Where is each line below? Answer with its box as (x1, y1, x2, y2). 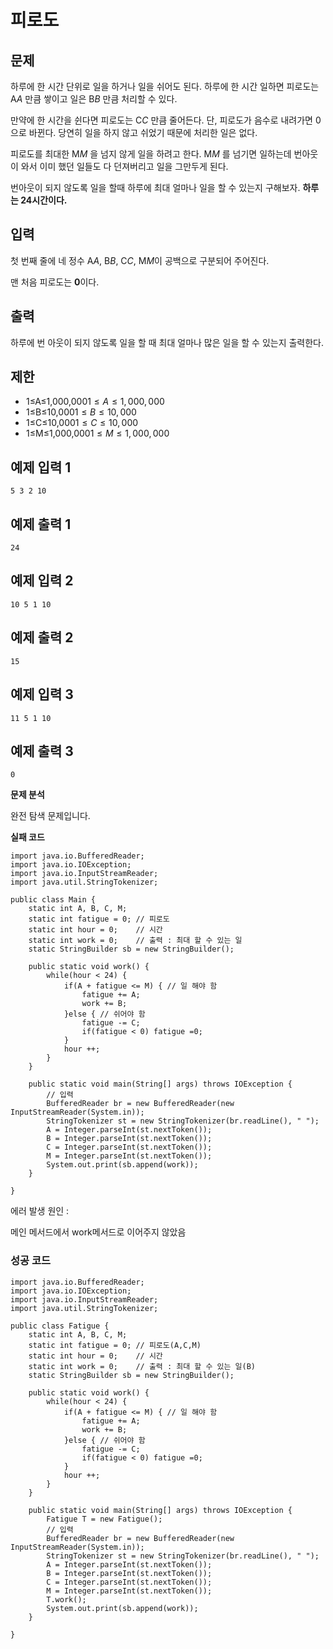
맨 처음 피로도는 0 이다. (10, 276, 100, 288)
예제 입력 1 (10, 459, 72, 476)
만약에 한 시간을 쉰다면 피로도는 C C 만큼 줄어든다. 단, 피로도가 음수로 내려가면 (10, 114, 313, 126)
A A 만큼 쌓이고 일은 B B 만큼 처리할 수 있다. (10, 93, 178, 105)
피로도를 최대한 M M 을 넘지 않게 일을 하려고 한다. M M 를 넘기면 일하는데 (10, 148, 292, 160)
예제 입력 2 (10, 572, 74, 590)
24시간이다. (20, 194, 68, 206)
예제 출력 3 (10, 742, 74, 760)
